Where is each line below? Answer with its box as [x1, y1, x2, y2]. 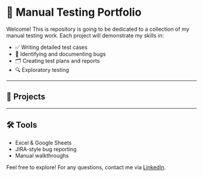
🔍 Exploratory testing [14, 66, 69, 73]
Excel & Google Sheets [14, 139, 72, 146]
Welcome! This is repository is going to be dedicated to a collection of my [6, 25, 190, 33]
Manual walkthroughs [14, 152, 69, 159]
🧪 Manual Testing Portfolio [6, 5, 142, 19]
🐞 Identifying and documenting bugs [14, 50, 106, 57]
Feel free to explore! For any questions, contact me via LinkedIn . [6, 163, 166, 171]
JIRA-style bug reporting [14, 145, 77, 153]
